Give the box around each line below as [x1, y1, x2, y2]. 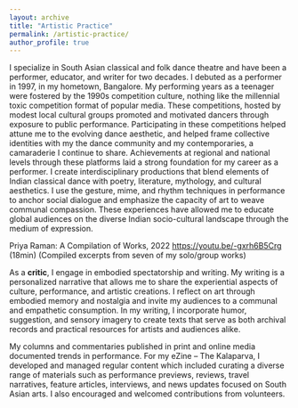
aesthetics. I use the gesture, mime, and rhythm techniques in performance [9, 185, 286, 196]
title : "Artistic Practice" [9, 21, 114, 30]
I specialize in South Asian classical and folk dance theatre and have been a [9, 62, 287, 73]
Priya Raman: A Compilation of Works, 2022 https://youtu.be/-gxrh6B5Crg [9, 241, 282, 251]
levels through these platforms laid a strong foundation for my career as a [9, 157, 278, 167]
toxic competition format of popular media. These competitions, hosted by [9, 100, 282, 111]
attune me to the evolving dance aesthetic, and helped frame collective [9, 128, 270, 139]
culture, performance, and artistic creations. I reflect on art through [9, 286, 255, 297]
